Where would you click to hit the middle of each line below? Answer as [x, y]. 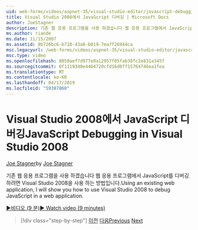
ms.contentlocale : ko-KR [37, 77]
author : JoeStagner [30, 22]
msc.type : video [26, 55]
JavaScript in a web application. [45, 196]
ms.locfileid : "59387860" [38, 88]
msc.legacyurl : [25, 50]
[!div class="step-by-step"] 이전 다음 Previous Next [82, 220]
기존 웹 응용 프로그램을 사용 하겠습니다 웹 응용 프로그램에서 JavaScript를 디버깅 [98, 175]
